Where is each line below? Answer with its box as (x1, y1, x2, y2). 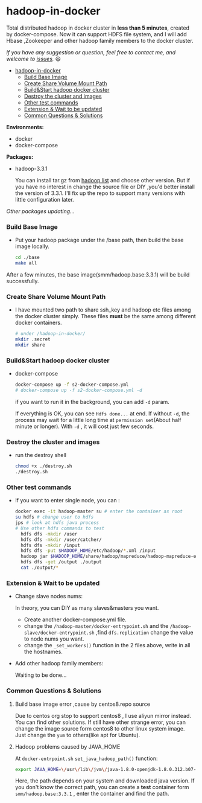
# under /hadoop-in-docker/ (14, 331, 86, 337)
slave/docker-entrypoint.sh (24, 630, 95, 636)
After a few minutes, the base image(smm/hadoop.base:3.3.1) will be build (6, 270, 190, 278)
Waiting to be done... (14, 671, 67, 679)
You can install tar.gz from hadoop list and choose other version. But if (14, 176, 190, 184)
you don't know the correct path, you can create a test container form (14, 784, 189, 791)
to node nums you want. (24, 635, 84, 642)
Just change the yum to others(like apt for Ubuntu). (14, 731, 140, 738)
